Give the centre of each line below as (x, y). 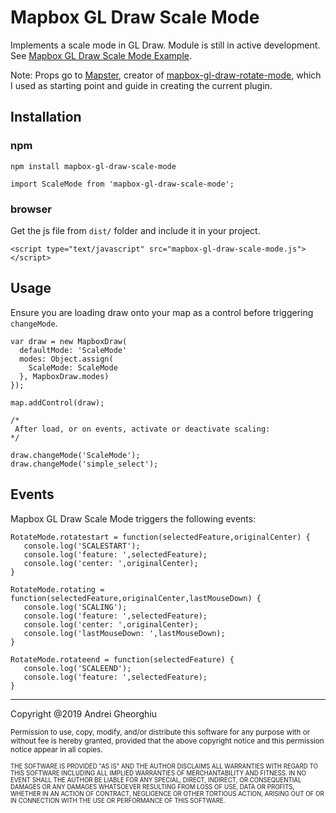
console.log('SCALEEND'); (77, 668)
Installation (46, 117)
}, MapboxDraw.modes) (64, 376)
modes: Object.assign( (66, 359)
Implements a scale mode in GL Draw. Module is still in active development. (165, 45)
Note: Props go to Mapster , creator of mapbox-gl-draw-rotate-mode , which (166, 75)
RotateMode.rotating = (57, 589)
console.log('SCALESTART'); (82, 546)
